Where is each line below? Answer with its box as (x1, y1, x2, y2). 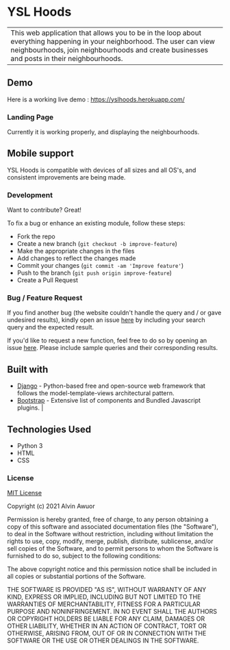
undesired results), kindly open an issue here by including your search (7, 316, 205, 324)
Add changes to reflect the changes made (16, 254, 136, 262)
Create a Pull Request (16, 276, 79, 284)
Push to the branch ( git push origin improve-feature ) (16, 268, 172, 277)
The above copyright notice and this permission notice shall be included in (7, 565, 217, 573)
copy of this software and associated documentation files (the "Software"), (7, 523, 219, 531)
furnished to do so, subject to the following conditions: (7, 552, 161, 560)
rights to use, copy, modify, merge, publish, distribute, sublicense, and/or (7, 537, 214, 545)
